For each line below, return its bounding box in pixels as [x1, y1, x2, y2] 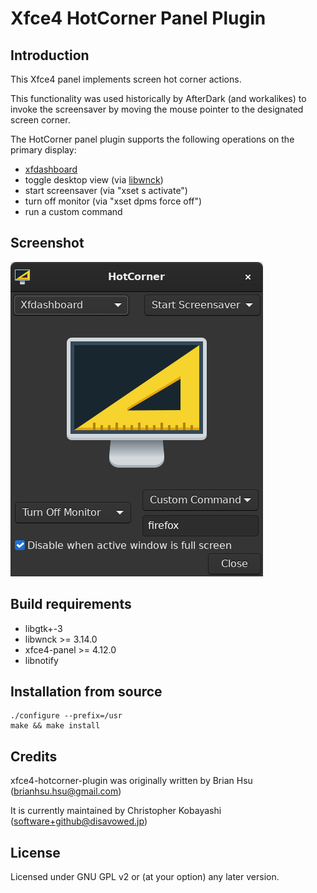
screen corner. [10, 114, 71, 126]
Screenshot [10, 235, 85, 252]
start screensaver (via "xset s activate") [24, 185, 188, 196]
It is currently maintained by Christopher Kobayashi [10, 805, 222, 817]
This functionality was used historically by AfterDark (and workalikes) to [10, 93, 307, 104]
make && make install [10, 721, 101, 731]
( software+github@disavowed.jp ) [10, 815, 148, 827]
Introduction [10, 47, 90, 64]
